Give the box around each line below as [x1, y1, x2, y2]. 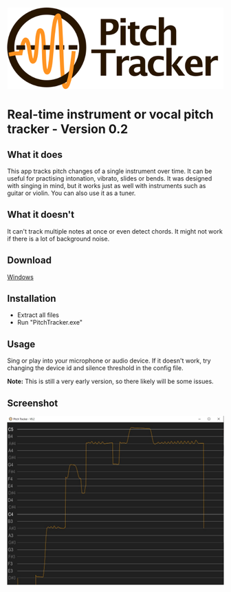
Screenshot [7, 397, 58, 409]
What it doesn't [7, 209, 74, 221]
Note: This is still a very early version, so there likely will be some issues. [7, 377, 214, 386]
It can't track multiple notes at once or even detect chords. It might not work [7, 227, 223, 235]
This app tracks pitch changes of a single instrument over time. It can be [7, 167, 212, 175]
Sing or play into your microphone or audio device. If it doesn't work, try [7, 356, 211, 365]
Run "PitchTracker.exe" [16, 318, 82, 327]
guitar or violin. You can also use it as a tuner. [7, 189, 136, 197]
